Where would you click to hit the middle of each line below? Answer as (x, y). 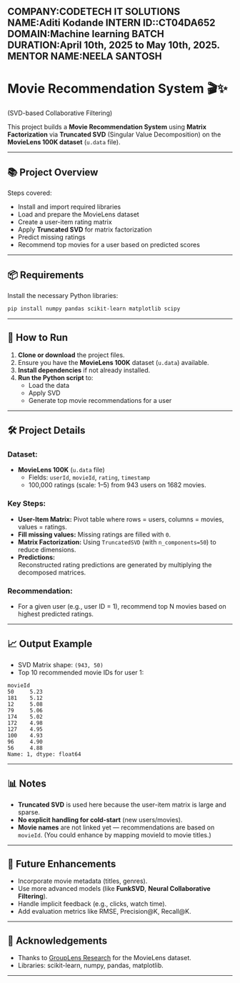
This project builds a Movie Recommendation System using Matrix (107, 127)
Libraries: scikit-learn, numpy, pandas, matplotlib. (91, 965)
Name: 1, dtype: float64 (44, 754)
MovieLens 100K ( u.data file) (61, 470)
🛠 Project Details (46, 430)
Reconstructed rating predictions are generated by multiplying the (115, 564)
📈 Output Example (50, 644)
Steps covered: (30, 193)
